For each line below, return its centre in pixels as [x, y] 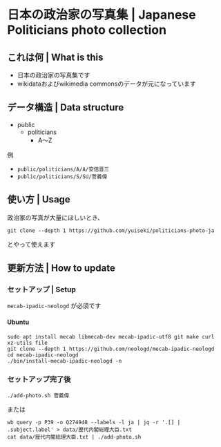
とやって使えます [31, 244]
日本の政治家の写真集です [54, 75]
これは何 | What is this [55, 57]
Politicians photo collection [87, 30]
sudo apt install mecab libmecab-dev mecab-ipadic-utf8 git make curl [111, 336]
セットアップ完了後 [39, 379]
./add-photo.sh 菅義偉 [38, 395]
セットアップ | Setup [41, 289]
